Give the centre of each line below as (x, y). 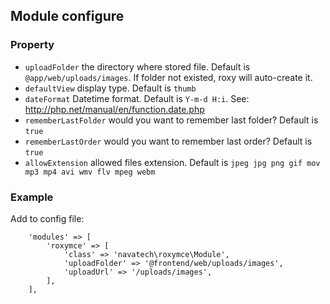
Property (32, 45)
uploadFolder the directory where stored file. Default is (137, 66)
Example (32, 197)
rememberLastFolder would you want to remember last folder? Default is (171, 120)
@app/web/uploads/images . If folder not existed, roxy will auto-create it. (168, 77)
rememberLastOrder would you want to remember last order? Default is (168, 141)
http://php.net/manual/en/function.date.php (114, 109)
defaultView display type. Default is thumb (110, 88)
